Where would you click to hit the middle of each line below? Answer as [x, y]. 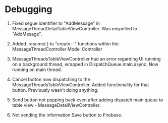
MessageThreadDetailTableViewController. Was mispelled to [74, 28]
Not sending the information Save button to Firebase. [67, 115]
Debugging [29, 9]
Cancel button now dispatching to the [51, 79]
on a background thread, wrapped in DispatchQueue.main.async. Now [85, 64]
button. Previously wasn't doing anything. [55, 90]
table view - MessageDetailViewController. [56, 105]
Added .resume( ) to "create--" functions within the [65, 43]
